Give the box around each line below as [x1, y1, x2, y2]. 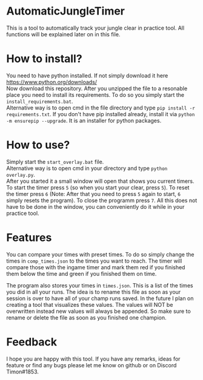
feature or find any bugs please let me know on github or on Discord [6, 361, 177, 369]
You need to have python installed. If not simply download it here [6, 71, 168, 79]
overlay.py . [6, 171, 35, 178]
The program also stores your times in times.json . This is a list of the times [6, 281, 193, 289]
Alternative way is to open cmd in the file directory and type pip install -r [6, 104, 195, 111]
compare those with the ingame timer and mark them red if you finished [6, 263, 185, 270]
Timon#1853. [6, 368, 39, 375]
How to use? [6, 138, 70, 152]
